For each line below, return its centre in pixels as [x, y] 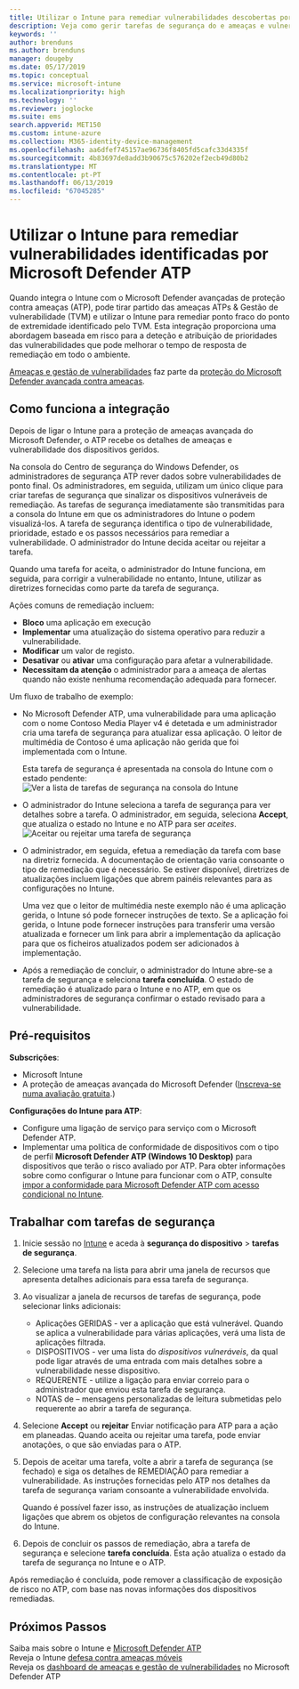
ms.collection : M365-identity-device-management [101, 141]
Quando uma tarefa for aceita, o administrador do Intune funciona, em [137, 569]
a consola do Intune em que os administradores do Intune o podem [132, 513]
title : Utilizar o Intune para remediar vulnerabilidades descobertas [143, 17]
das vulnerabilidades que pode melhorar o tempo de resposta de [128, 344]
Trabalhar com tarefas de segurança [112, 1221]
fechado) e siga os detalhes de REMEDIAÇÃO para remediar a [135, 1471]
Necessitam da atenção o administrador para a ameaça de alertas [144, 669]
